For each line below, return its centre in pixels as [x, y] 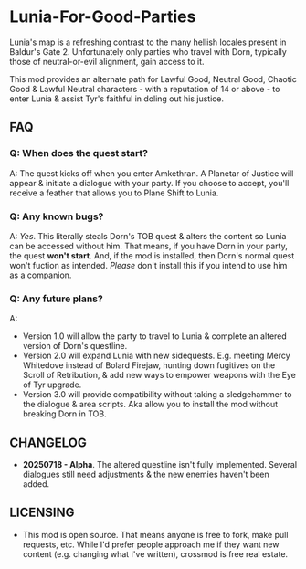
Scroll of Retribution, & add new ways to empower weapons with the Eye [159, 375]
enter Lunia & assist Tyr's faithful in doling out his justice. [117, 99]
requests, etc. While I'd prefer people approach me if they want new [151, 544]
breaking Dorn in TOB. [64, 414]
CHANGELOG [48, 443]
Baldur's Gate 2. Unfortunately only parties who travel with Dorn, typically [148, 51]
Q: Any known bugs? [57, 216]
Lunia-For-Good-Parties [103, 17]
